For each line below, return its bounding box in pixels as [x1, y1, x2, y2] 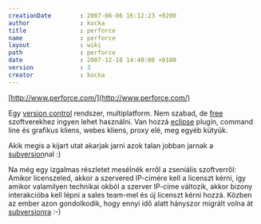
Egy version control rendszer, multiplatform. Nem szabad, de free [8, 108, 223, 118]
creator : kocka [8, 71, 105, 79]
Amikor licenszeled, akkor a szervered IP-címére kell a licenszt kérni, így [8, 173, 246, 183]
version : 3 [8, 64, 91, 72]
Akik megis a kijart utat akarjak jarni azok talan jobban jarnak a [8, 140, 214, 150]
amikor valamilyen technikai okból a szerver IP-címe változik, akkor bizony [8, 181, 253, 191]
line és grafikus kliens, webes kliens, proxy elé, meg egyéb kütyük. [8, 125, 228, 135]
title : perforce [8, 26, 116, 34]
